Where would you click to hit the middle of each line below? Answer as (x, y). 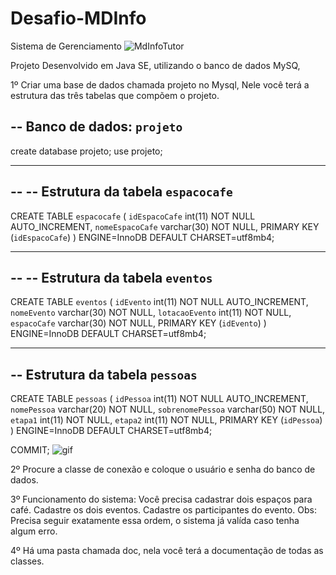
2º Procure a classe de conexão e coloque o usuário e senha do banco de (163, 469)
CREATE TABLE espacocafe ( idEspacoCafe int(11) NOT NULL (133, 216)
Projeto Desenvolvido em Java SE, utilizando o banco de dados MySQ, (155, 65)
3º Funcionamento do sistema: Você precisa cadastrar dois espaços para (161, 499)
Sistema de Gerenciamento (66, 46)
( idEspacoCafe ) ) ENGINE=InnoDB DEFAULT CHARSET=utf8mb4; (142, 237)
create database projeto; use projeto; (86, 151)
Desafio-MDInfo (78, 18)
